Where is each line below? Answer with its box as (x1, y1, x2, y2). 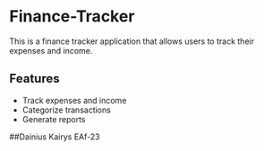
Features (9, 71, 60, 87)
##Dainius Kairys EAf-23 (9, 131, 100, 142)
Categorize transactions (21, 105, 112, 115)
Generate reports (21, 113, 87, 124)
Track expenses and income (21, 95, 127, 105)
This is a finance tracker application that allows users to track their (9, 36, 255, 46)
